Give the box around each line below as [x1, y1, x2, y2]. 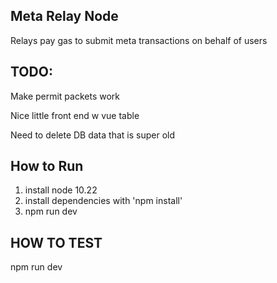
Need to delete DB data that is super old [10, 129, 175, 141]
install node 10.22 [24, 184, 98, 196]
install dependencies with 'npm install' [24, 195, 183, 207]
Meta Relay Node [10, 8, 119, 25]
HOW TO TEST [10, 234, 103, 251]
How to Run [10, 158, 84, 175]
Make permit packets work [10, 90, 121, 102]
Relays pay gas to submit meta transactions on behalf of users [10, 34, 268, 46]
